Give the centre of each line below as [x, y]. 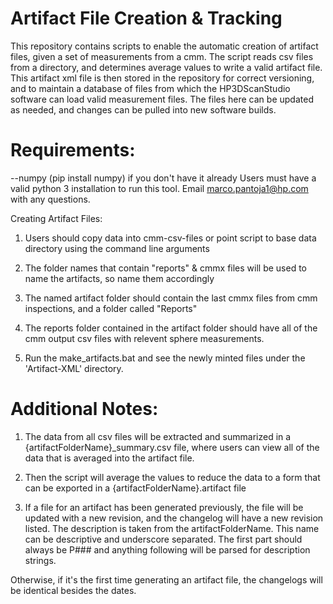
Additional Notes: [84, 409]
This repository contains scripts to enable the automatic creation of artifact [164, 46]
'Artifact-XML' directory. [74, 368]
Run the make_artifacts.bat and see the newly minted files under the [165, 358]
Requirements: [73, 150]
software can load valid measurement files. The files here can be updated [162, 99]
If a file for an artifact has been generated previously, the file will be [164, 507]
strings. [40, 560]
